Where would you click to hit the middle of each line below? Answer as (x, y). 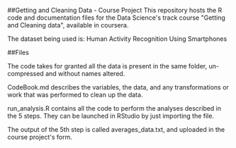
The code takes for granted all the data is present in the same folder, (107, 66)
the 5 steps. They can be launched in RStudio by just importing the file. (111, 116)
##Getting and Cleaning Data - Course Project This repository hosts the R (115, 10)
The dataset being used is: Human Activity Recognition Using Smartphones (117, 39)
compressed (26, 74)
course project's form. (40, 137)
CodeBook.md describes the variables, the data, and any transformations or (118, 87)
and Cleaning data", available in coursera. (68, 25)
